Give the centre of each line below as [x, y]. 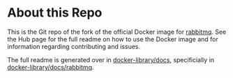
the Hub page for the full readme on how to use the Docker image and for [113, 39]
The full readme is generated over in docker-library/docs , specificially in [111, 59]
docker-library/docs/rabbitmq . [51, 67]
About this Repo [55, 13]
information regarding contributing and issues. [74, 46]
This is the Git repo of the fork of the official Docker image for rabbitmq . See [117, 32]
